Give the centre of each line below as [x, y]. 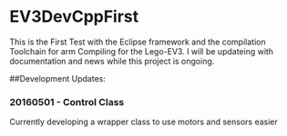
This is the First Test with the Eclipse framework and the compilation [138, 42]
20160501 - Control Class [67, 102]
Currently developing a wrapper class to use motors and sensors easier [143, 122]
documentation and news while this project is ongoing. [112, 61]
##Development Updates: [58, 78]
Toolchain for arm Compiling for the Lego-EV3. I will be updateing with [142, 51]
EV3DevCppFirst [74, 17]
